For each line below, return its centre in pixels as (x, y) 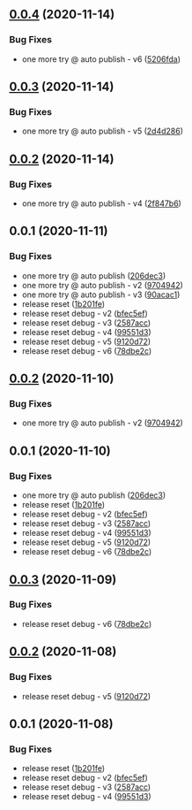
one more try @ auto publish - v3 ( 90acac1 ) (101, 294)
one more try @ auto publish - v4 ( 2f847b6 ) (102, 203)
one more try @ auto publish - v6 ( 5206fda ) (101, 59)
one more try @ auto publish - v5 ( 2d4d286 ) (102, 131)
